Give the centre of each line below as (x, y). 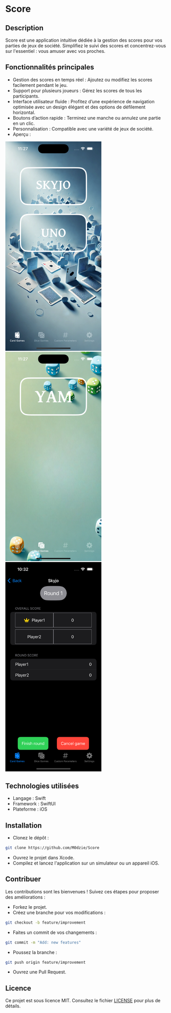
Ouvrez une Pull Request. (39, 972)
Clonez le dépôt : (31, 838)
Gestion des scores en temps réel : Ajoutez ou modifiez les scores (82, 80)
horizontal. (24, 112)
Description (24, 28)
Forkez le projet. (30, 907)
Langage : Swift (29, 798)
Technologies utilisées (42, 786)
